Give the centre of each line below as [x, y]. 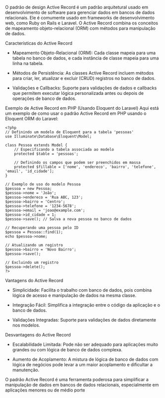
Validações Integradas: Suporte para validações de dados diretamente [84, 320]
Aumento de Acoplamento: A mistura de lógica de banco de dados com [85, 359]
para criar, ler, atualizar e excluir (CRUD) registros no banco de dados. [84, 78]
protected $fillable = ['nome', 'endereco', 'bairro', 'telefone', [85, 167]
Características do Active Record [39, 43]
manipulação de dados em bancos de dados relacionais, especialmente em [82, 385]
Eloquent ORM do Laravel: [32, 119]
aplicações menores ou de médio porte [45, 390]
